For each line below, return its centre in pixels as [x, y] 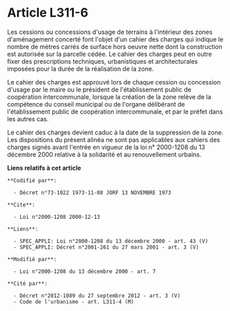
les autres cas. [28, 118]
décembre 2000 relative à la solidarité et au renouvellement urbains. [104, 154]
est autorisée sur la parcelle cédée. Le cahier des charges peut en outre [109, 54]
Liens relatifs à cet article [44, 168]
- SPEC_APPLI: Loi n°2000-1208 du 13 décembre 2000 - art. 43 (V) [111, 241]
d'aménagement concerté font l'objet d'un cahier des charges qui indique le [115, 39]
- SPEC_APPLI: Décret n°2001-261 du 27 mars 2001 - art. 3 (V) [106, 247]
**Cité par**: [28, 283]
